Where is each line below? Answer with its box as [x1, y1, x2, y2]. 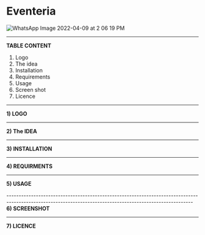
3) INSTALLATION [6, 145, 52, 152]
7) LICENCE [6, 222, 36, 230]
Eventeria [6, 4, 56, 18]
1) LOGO [6, 110, 27, 117]
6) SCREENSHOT [6, 205, 50, 212]
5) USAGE [6, 180, 32, 187]
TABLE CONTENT [6, 41, 52, 49]
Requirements [15, 73, 51, 80]
